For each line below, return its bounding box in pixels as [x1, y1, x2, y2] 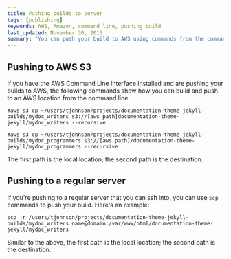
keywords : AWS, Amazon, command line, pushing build [7, 23, 162, 30]
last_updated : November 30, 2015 [7, 29, 103, 36]
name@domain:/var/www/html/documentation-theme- [71, 220, 214, 227]
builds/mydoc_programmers [7, 137, 81, 144]
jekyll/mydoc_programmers [7, 143, 81, 150]
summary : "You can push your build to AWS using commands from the [7, 36, 205, 43]
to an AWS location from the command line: [7, 93, 131, 102]
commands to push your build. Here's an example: [7, 201, 150, 209]
